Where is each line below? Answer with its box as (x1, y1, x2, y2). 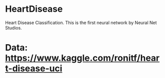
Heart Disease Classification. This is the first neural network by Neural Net (5, 20, 157, 26)
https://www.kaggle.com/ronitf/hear (5, 52, 160, 64)
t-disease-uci (5, 63, 62, 74)
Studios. (5, 25, 22, 30)
